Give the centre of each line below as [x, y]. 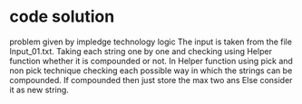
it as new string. [39, 90]
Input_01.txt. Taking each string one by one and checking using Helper [141, 51]
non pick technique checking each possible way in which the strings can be [151, 71]
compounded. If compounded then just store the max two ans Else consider [151, 80]
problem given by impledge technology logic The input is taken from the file [151, 42]
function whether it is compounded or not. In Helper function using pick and [151, 61]
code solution [62, 17]
